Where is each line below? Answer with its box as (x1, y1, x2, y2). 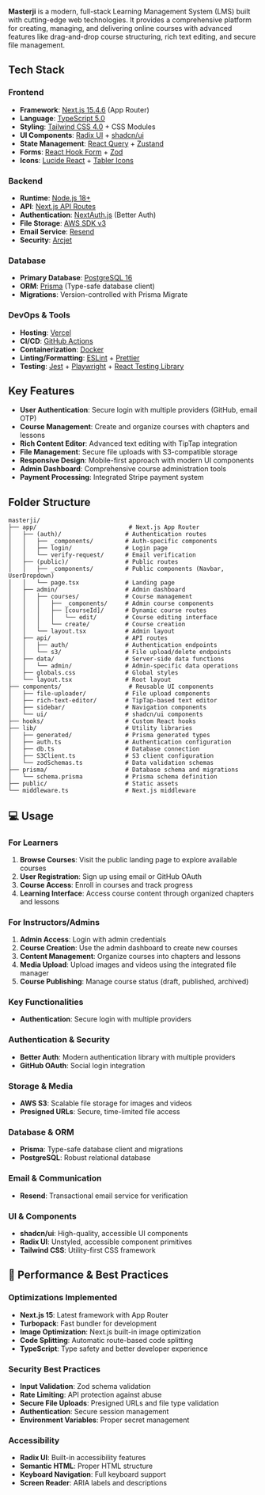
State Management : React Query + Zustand (19, 139, 165, 148)
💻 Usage (8, 809, 54, 823)
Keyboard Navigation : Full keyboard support (19, 1470, 166, 1479)
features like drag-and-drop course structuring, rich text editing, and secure (8, 32, 256, 41)
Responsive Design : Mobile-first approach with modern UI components (19, 455, 255, 466)
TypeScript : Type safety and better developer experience (19, 1344, 208, 1353)
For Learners (8, 837, 59, 848)
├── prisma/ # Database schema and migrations (8, 766, 239, 774)
